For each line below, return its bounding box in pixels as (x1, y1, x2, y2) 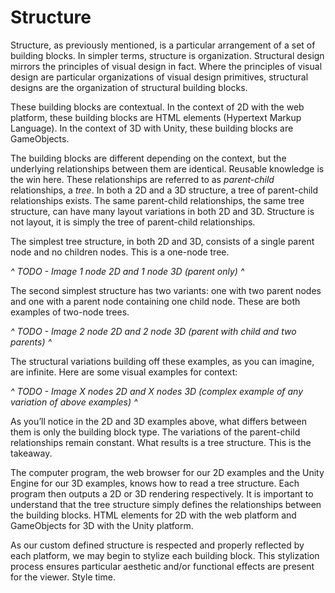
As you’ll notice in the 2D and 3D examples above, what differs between (10, 415, 307, 427)
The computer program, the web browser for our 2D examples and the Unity (10, 466, 325, 478)
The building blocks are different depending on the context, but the (10, 152, 287, 164)
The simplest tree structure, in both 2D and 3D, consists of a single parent (10, 235, 315, 247)
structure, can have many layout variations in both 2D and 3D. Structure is (10, 205, 315, 217)
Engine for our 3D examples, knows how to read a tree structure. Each (10, 477, 300, 489)
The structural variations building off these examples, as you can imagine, (10, 355, 315, 367)
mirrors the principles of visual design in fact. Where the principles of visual (10, 60, 323, 72)
